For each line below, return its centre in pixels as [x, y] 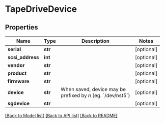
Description [95, 41]
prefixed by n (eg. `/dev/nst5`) [95, 95]
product [17, 73]
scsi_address [23, 57]
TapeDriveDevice [41, 9]
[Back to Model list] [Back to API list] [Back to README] [61, 116]
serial [14, 49]
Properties [22, 27]
